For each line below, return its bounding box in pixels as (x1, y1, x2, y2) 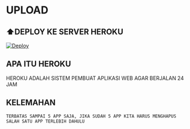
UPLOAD (6, 4, 49, 17)
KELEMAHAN (6, 97, 56, 108)
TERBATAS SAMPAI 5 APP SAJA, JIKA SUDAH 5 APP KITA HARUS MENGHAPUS (6, 113, 177, 119)
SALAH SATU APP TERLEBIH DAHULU (6, 118, 85, 124)
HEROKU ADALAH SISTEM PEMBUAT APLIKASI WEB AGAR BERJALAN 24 (6, 74, 184, 82)
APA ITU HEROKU (6, 59, 71, 69)
